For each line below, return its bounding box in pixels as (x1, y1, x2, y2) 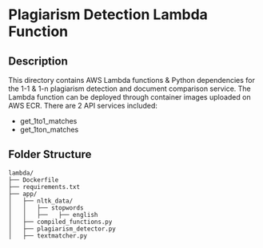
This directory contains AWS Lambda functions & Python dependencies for (8, 76, 256, 85)
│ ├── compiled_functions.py (8, 218, 113, 226)
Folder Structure (8, 148, 92, 161)
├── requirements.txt (8, 183, 81, 191)
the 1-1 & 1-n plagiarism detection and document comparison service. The (8, 84, 252, 93)
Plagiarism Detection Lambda (8, 6, 208, 24)
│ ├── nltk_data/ (8, 197, 74, 205)
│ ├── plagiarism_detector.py (8, 225, 116, 233)
